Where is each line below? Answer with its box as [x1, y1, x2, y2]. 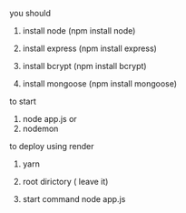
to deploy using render [9, 141, 94, 151]
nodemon [22, 123, 59, 134]
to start [9, 96, 36, 106]
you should [9, 8, 52, 18]
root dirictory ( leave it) [22, 177, 109, 187]
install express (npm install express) [22, 43, 157, 54]
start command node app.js [22, 194, 126, 204]
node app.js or [22, 114, 77, 124]
